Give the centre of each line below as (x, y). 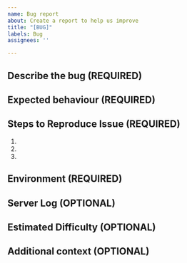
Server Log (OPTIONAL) (61, 203)
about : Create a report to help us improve (73, 21)
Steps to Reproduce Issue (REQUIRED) (94, 124)
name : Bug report (33, 14)
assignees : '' (29, 41)
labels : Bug (25, 34)
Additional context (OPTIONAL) (79, 251)
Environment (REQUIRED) (65, 179)
